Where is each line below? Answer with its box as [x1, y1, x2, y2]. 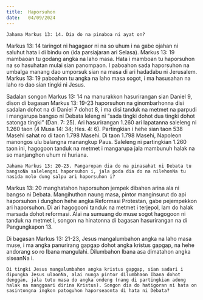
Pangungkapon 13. [6, 223, 53, 230]
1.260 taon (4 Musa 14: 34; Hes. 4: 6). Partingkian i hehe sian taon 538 [6, 125, 184, 132]
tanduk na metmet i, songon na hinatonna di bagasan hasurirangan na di [6, 216, 188, 224]
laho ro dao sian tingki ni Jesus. [6, 80, 86, 88]
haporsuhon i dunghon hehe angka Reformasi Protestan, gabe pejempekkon [6, 197, 198, 204]
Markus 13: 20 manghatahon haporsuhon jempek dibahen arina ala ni [6, 184, 180, 191]
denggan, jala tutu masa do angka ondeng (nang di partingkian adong [6, 277, 187, 283]
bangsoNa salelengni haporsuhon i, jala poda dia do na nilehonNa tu [6, 168, 187, 174]
